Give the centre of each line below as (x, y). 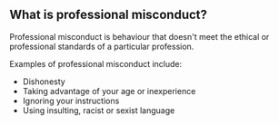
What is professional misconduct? (108, 15)
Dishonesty (44, 82)
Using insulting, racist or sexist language (99, 110)
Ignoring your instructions (71, 101)
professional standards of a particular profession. (102, 46)
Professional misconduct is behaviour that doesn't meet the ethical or (139, 36)
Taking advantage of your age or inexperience (109, 91)
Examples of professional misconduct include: (96, 63)
